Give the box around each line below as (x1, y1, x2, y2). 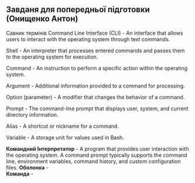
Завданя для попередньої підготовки (6, 5, 150, 15)
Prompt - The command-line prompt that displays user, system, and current (6, 105, 189, 112)
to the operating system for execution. (6, 53, 98, 60)
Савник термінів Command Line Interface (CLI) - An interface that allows (6, 29, 183, 36)
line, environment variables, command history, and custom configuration (6, 158, 181, 165)
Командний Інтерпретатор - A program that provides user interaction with (6, 145, 189, 152)
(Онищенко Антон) (6, 14, 78, 24)
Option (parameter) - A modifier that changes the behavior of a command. (6, 93, 185, 100)
